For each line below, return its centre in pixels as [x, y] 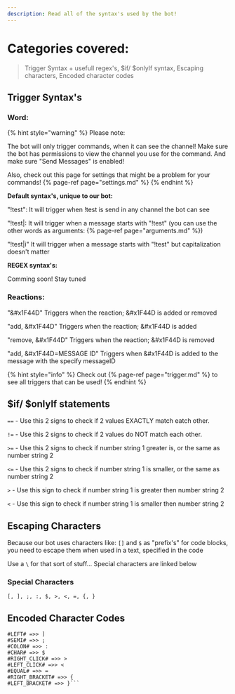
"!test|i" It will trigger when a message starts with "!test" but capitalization [114, 244]
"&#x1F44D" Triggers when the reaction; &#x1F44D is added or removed [112, 313]
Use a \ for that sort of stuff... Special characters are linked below [102, 564]
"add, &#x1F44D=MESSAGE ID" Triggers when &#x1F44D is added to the [113, 353]
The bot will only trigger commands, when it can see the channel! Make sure [118, 146]
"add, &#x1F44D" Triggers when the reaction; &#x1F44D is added [102, 326]
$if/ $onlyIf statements [59, 404]
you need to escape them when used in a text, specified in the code [105, 550]
